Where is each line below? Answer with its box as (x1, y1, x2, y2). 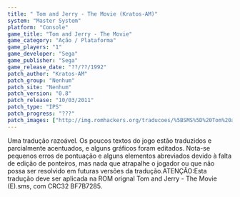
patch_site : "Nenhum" (7, 84, 72, 91)
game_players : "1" (7, 44, 62, 51)
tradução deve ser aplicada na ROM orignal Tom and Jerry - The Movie (7, 174, 218, 183)
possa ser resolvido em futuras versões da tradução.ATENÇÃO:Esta (7, 166, 207, 175)
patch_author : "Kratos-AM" (7, 70, 88, 77)
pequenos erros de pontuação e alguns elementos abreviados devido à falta (7, 151, 232, 160)
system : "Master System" (7, 17, 81, 24)
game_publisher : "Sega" (7, 57, 79, 64)
